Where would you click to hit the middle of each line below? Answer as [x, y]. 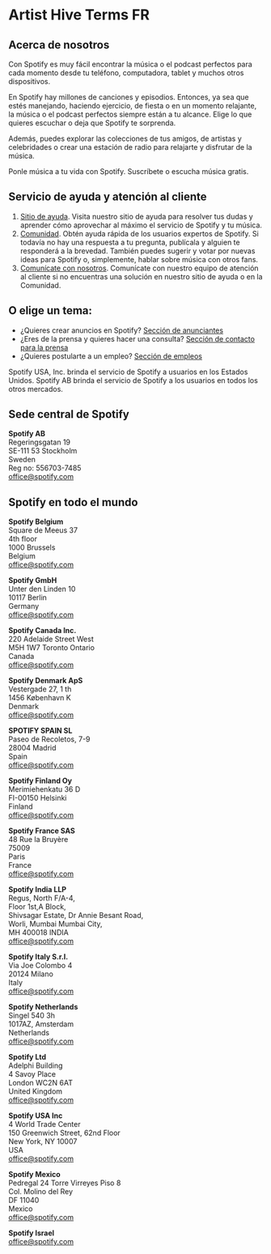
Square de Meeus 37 [43, 530]
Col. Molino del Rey [41, 1192]
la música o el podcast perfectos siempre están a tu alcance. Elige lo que [130, 114]
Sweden [22, 460]
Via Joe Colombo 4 [40, 966]
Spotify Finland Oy [40, 781]
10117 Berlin [28, 597]
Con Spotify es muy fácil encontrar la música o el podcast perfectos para [130, 64]
